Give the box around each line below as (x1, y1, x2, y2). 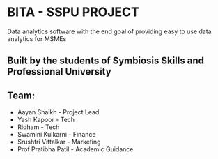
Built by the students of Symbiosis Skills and (7, 55, 204, 67)
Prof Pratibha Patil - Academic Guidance (17, 145, 134, 153)
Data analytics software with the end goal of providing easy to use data (7, 27, 212, 36)
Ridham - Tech (17, 123, 60, 131)
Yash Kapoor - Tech (17, 116, 75, 124)
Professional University (7, 66, 111, 77)
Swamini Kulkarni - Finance (17, 130, 96, 139)
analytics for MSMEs (7, 34, 67, 43)
